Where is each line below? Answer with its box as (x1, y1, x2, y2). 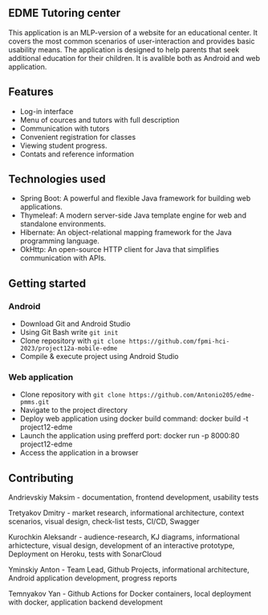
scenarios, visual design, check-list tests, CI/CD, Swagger (8, 517, 200, 527)
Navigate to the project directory (19, 405, 128, 415)
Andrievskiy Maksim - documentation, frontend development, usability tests (8, 493, 259, 503)
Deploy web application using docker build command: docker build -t (19, 413, 249, 424)
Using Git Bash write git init (19, 328, 119, 337)
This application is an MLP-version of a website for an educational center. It (8, 27, 258, 37)
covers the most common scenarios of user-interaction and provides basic (8, 36, 255, 46)
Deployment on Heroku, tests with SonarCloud (8, 549, 162, 559)
